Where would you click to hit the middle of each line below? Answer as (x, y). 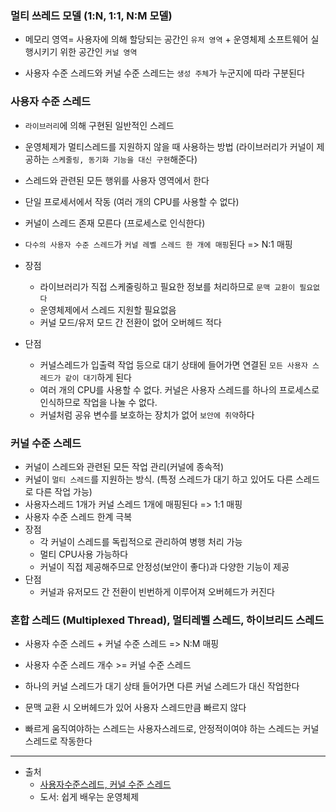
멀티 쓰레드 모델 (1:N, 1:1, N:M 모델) (91, 15)
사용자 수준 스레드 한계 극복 (78, 516)
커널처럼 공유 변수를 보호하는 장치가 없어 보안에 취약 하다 (147, 414)
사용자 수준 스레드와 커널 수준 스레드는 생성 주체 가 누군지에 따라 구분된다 (164, 73)
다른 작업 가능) (64, 491)
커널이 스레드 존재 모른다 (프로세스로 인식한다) (115, 223)
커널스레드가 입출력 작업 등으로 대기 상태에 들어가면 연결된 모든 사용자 (173, 364)
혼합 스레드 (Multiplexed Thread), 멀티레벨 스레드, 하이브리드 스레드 (167, 620)
